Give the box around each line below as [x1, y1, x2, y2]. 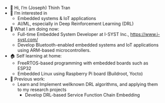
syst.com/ [17, 36, 38, 42]
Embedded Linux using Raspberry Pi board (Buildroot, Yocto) [17, 70, 143, 76]
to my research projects [17, 86, 66, 92]
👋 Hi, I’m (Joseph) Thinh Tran [9, 5, 70, 10]
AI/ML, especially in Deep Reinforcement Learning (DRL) [17, 20, 134, 26]
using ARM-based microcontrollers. [17, 47, 91, 53]
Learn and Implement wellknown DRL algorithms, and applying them [17, 81, 158, 87]
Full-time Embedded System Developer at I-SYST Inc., [17, 31, 129, 37]
